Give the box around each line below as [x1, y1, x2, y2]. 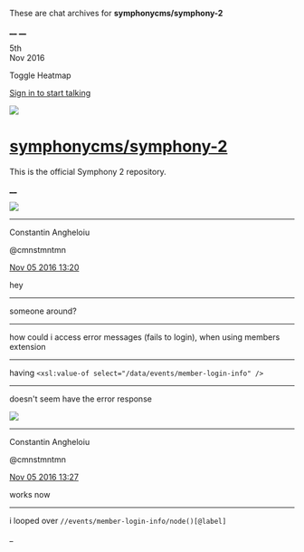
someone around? [9, 305, 77, 316]
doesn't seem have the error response [9, 393, 152, 404]
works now [9, 489, 51, 499]
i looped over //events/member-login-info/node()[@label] [9, 515, 227, 526]
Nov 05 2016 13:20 [9, 262, 80, 273]
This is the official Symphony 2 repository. [9, 166, 167, 177]
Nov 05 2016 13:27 [9, 471, 80, 482]
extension [9, 341, 47, 352]
